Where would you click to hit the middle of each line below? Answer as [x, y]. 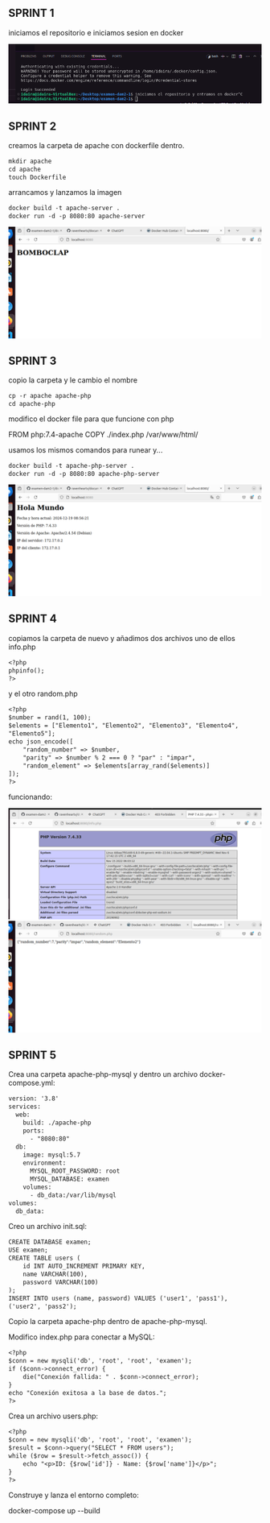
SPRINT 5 [33, 1055]
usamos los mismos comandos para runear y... [86, 450]
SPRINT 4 [33, 619]
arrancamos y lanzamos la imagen [65, 192]
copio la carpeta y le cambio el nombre [73, 380]
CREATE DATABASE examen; [50, 1242]
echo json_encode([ [41, 741]
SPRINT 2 [33, 126]
